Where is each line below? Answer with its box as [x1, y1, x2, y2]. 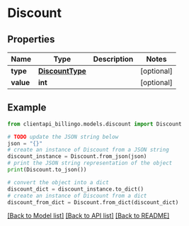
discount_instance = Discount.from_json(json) [7, 153, 147, 160]
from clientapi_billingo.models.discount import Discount [7, 120, 182, 128]
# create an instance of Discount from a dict [7, 192, 147, 199]
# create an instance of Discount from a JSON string [7, 147, 170, 154]
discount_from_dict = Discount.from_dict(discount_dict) [7, 198, 179, 206]
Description [93, 55, 134, 64]
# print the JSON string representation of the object [7, 159, 173, 167]
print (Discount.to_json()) [7, 166, 87, 174]
